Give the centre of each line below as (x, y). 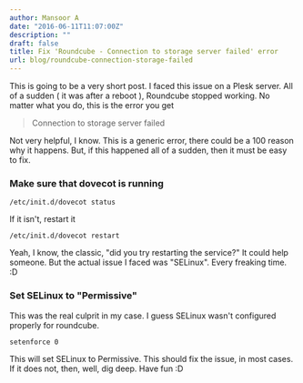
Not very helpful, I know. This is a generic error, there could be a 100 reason (151, 141)
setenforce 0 (34, 342)
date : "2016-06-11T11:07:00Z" (67, 26)
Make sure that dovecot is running (86, 183)
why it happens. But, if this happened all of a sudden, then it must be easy (148, 150)
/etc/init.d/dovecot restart (65, 236)
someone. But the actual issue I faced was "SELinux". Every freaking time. (148, 262)
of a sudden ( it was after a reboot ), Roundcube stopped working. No (140, 96)
